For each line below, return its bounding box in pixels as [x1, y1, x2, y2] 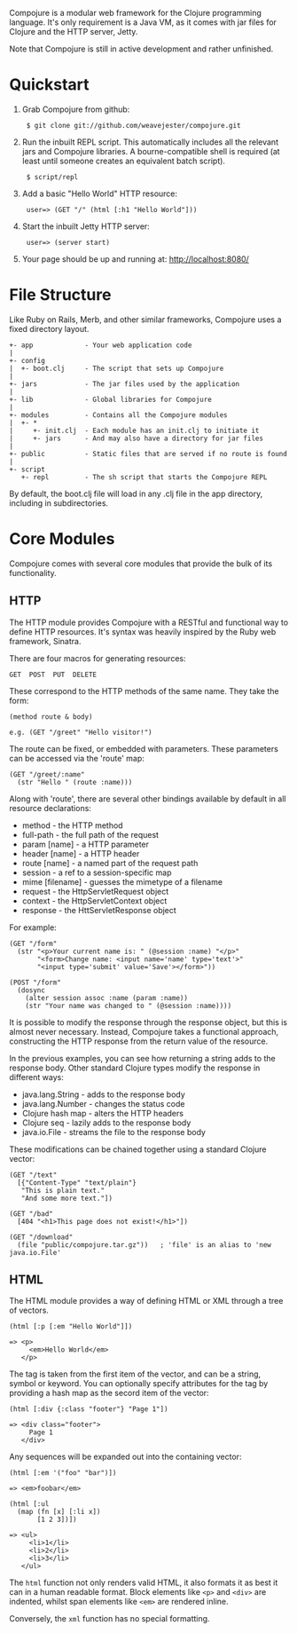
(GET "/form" [9, 939, 58, 948]
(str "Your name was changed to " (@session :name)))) [25, 1001, 232, 1010]
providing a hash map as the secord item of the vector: [9, 1388, 210, 1399]
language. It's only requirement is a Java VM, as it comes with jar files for [9, 17, 277, 28]
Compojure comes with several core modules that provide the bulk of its [9, 558, 273, 569]
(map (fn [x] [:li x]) [17, 1508, 101, 1517]
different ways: [9, 1071, 64, 1082]
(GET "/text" [9, 1171, 58, 1179]
